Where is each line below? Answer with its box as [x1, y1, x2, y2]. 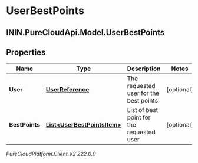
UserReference [46, 86, 90, 94]
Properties [6, 47, 46, 57]
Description [127, 64, 161, 73]
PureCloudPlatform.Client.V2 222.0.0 [6, 151, 96, 158]
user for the [127, 89, 160, 97]
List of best [127, 106, 158, 114]
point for [127, 113, 151, 121]
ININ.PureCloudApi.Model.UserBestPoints [6, 28, 165, 38]
